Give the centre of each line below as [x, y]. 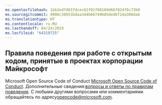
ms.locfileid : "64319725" [32, 33]
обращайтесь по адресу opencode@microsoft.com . [59, 97]
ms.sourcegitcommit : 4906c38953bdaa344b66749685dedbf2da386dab [73, 14]
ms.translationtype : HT [30, 19]
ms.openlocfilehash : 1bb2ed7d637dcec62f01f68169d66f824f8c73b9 [73, 10]
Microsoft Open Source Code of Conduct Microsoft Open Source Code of [81, 81]
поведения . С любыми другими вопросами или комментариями [74, 91]
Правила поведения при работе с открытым [78, 53]
